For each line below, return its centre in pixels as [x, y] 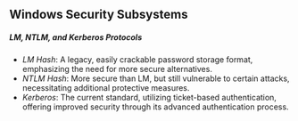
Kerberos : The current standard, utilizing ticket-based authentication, [149, 98]
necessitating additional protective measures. [106, 88]
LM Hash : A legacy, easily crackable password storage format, [137, 60]
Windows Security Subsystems [99, 15]
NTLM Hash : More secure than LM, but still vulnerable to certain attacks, [156, 78]
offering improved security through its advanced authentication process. [155, 107]
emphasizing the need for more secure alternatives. [117, 69]
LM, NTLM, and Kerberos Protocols [76, 37]
